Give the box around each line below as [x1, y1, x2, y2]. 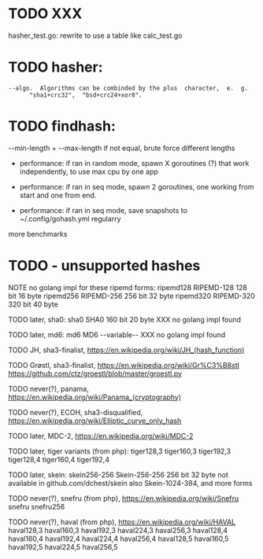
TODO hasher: [8, 58, 104, 76]
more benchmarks [8, 229, 68, 238]
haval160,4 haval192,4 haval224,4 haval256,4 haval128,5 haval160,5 [8, 534, 229, 543]
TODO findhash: [8, 117, 116, 135]
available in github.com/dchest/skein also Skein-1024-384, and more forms [8, 478, 253, 487]
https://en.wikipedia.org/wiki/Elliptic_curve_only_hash [8, 416, 182, 425]
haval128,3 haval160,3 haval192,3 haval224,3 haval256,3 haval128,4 [8, 525, 228, 535]
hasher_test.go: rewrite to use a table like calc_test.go [8, 31, 183, 40]
